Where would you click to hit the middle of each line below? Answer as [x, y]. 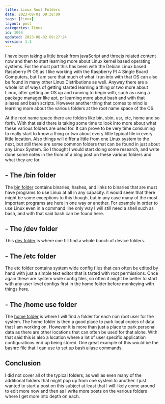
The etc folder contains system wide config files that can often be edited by [82, 268]
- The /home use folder [41, 305]
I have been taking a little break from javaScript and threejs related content [81, 56]
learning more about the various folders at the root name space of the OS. [80, 108]
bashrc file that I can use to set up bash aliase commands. [64, 348]
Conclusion [23, 363]
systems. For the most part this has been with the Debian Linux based [76, 66]
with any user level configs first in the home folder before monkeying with [80, 284]
